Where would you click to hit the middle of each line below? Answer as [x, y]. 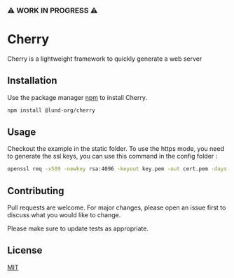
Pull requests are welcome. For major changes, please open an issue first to [117, 207]
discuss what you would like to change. [64, 215]
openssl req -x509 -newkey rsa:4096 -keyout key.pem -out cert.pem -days [117, 169]
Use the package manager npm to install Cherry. [77, 97]
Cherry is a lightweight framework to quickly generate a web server [105, 59]
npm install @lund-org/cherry [51, 110]
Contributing [36, 191]
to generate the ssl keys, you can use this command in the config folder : [112, 156]
